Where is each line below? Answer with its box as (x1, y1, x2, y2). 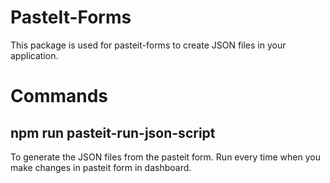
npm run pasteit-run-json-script (10, 124, 216, 141)
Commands (10, 85, 109, 108)
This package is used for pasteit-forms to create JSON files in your (10, 39, 287, 51)
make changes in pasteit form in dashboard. (10, 161, 192, 173)
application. (10, 49, 59, 61)
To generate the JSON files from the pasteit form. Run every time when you (10, 151, 321, 163)
